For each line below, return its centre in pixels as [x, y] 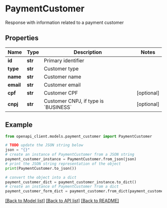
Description [88, 52]
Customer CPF [61, 93]
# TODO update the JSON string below [44, 145]
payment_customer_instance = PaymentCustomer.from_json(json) [71, 159]
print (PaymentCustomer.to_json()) [41, 168]
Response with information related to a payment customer [65, 22]
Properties [22, 38]
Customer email [62, 85]
